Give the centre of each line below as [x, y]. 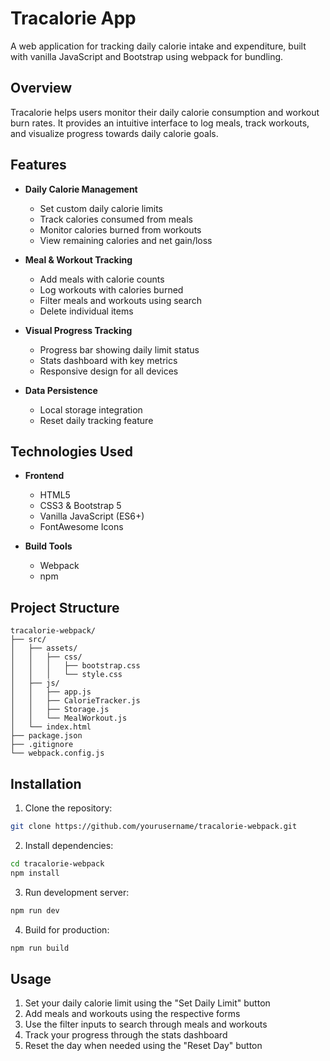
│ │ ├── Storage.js [60, 710]
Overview [41, 88]
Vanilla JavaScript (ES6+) [92, 516]
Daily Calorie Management [81, 189]
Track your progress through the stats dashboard [126, 1035]
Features [38, 165]
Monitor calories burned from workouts [120, 229]
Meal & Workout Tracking [78, 259]
